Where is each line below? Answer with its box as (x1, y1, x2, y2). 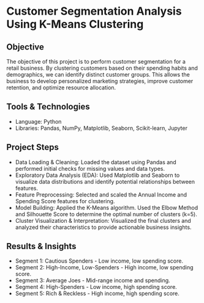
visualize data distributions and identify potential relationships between (15, 178, 195, 185)
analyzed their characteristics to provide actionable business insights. (15, 223, 192, 231)
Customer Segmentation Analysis (6, 4, 182, 18)
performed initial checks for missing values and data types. (15, 165, 165, 172)
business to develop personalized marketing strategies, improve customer (6, 78, 194, 84)
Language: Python (15, 118, 62, 125)
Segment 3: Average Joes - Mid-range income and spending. (15, 277, 170, 284)
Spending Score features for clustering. (15, 197, 115, 204)
